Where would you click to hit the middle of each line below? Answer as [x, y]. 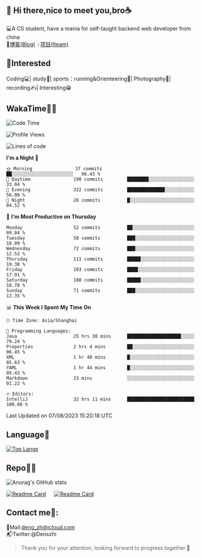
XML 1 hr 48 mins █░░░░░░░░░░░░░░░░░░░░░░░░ [100, 357]
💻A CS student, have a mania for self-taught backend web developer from [99, 28]
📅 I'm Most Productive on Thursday [51, 217]
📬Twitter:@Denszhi [31, 534]
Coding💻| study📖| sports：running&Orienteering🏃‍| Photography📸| [88, 79]
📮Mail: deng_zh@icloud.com [40, 527]
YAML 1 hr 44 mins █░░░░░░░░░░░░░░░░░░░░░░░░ [100, 368]
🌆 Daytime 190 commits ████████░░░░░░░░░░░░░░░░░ [100, 179]
